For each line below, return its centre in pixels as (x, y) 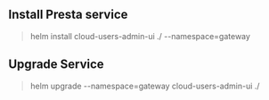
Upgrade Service (56, 65)
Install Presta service (68, 15)
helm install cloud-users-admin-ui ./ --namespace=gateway (140, 36)
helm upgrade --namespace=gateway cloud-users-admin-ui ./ (145, 86)
